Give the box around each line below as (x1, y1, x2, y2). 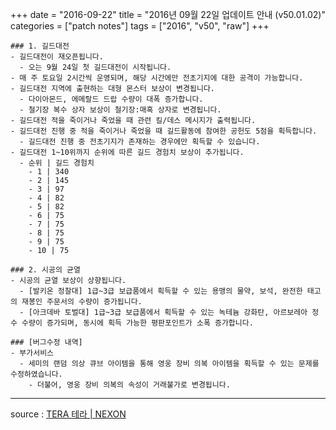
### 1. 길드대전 (10, 41, 70, 51)
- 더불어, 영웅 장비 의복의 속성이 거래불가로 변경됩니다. (28, 380, 231, 390)
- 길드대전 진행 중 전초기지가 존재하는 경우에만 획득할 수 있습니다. (19, 137, 261, 147)
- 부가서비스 (10, 348, 55, 358)
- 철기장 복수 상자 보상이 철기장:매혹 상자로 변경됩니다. (19, 105, 222, 115)
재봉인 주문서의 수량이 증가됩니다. (21, 297, 143, 307)
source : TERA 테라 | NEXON (10, 408, 127, 420)
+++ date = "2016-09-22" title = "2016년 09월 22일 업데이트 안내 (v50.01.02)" (10, 9, 326, 20)
